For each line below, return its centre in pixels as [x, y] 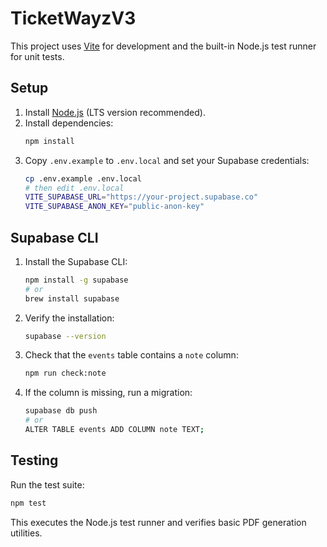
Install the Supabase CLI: [76, 261]
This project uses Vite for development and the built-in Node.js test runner [163, 46]
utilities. [26, 533]
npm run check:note [65, 373]
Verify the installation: [69, 318]
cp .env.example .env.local [83, 178]
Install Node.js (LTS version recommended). [115, 112]
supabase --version [65, 336]
